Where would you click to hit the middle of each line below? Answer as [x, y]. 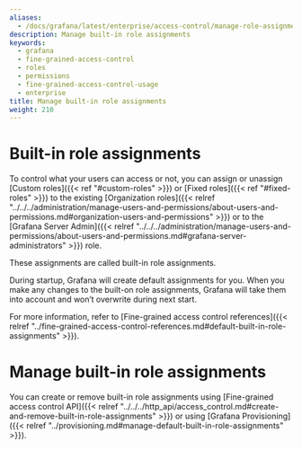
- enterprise [42, 92]
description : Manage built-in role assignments [100, 34]
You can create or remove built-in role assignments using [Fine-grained [142, 397]
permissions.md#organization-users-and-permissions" [111, 217]
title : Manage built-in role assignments [88, 101]
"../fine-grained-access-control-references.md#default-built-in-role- [159, 326]
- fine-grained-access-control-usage [88, 84]
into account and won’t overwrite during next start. [103, 299]
